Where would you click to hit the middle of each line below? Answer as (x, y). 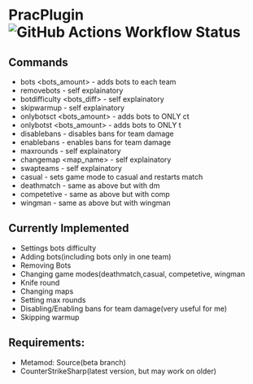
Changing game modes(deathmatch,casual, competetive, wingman (133, 273)
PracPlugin (46, 15)
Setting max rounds (53, 299)
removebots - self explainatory (72, 90)
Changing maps (47, 291)
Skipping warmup (50, 317)
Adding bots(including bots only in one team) (96, 256)
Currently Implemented (69, 228)
